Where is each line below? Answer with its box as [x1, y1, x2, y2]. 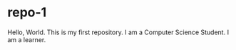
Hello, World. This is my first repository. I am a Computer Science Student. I [7, 28, 230, 36]
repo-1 [7, 4, 47, 21]
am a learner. [7, 35, 46, 44]
